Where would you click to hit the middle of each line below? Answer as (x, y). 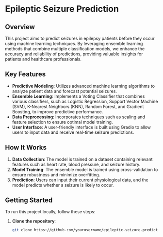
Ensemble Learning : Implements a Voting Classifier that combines (78, 96)
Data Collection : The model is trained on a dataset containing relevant (82, 159)
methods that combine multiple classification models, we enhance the (75, 49)
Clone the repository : (34, 221)
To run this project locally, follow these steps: (50, 212)
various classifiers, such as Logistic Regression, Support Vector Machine (85, 101)
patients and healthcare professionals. (43, 59)
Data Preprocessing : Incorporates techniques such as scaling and (79, 117)
